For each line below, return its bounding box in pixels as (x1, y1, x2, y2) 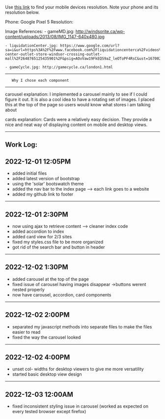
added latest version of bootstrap (12, 176, 80, 182)
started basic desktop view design (12, 371, 82, 377)
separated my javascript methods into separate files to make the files (12, 323, 152, 329)
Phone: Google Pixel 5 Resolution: (5, 19, 74, 25)
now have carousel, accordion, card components (12, 291, 111, 297)
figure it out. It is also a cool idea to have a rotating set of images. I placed (5, 97, 155, 102)
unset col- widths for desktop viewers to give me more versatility (12, 366, 144, 372)
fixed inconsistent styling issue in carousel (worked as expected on (12, 403, 149, 409)
